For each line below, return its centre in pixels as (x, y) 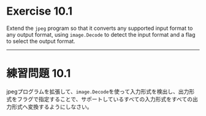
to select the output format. (41, 41)
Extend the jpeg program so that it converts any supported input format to (100, 28)
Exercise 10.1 (40, 11)
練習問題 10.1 (39, 74)
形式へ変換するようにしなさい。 (52, 107)
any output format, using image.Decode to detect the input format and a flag (101, 34)
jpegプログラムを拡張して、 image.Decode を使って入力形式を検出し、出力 (98, 91)
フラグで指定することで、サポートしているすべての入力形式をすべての (105, 99)
